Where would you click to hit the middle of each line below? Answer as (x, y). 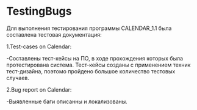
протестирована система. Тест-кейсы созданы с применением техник (99, 65)
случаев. (18, 78)
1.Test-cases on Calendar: (39, 46)
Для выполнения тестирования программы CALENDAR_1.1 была (89, 28)
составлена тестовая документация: (54, 34)
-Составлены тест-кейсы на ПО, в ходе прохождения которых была (95, 58)
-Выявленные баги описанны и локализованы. (67, 101)
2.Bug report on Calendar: (39, 89)
